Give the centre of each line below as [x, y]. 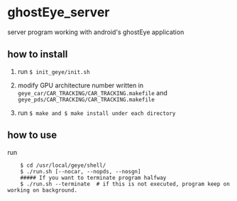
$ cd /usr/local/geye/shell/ [63, 165]
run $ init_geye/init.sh [54, 71]
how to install [38, 54]
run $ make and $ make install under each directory [97, 113]
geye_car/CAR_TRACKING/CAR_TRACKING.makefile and [93, 92]
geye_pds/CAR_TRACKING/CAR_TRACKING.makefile [86, 99]
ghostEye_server [59, 12]
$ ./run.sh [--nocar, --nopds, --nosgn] [81, 171]
